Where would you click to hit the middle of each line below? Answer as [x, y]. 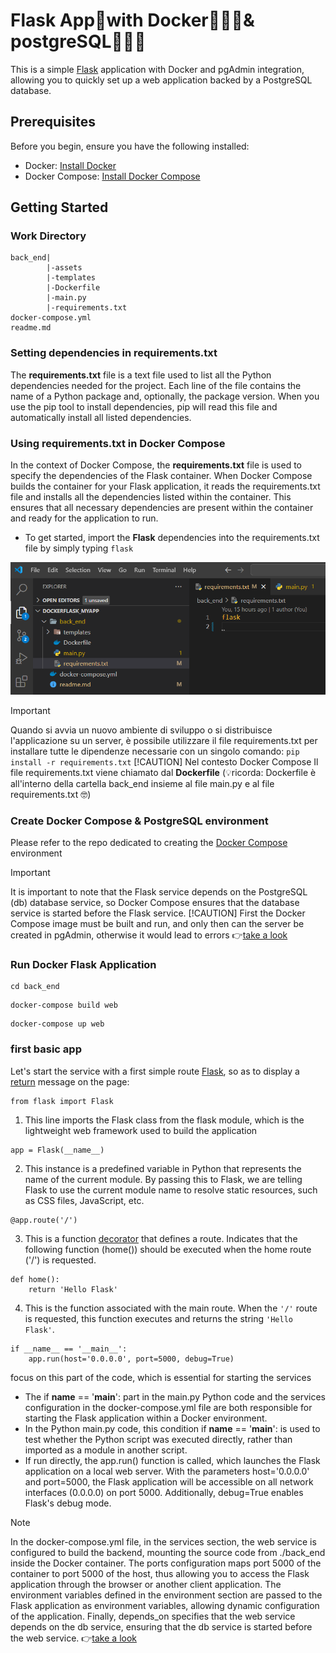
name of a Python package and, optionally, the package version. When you [165, 396]
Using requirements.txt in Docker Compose [118, 443]
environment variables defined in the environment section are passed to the [166, 1595]
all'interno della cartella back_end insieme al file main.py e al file [142, 783]
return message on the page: [70, 1081]
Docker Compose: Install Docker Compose [112, 176]
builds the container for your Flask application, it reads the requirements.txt [165, 486]
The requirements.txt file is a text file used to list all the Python [141, 375]
